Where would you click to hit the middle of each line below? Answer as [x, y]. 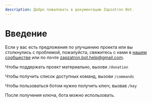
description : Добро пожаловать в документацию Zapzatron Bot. [70, 9]
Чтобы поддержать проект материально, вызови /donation [67, 67]
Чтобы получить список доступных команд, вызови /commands [70, 76]
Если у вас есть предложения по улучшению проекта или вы [69, 47]
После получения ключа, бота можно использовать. [60, 95]
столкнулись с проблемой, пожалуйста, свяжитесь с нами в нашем [76, 52]
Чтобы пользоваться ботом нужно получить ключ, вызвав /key [71, 86]
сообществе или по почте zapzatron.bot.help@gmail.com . [65, 57]
